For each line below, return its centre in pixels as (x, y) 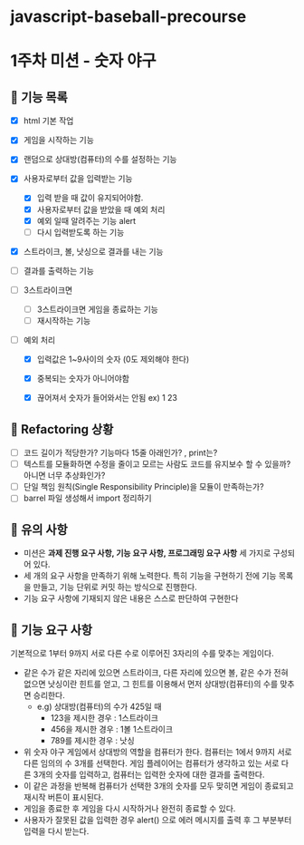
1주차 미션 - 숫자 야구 (83, 61)
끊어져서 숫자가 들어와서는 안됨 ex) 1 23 (107, 398)
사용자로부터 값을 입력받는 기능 (78, 179)
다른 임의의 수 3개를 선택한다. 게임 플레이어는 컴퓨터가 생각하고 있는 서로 (151, 762)
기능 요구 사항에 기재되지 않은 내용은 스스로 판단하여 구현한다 (131, 598)
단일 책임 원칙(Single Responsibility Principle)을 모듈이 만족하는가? (144, 487)
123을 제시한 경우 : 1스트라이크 (104, 717)
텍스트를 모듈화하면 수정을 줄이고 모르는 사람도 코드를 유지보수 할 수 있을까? (157, 464)
